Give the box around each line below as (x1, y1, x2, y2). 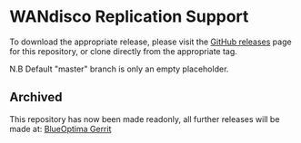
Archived (9, 90, 63, 105)
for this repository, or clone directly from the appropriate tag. (9, 45, 238, 56)
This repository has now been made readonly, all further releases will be (9, 113, 280, 124)
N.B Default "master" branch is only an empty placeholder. (9, 63, 229, 74)
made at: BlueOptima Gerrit (9, 123, 112, 134)
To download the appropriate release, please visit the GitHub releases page (9, 36, 293, 47)
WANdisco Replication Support (9, 6, 249, 27)
